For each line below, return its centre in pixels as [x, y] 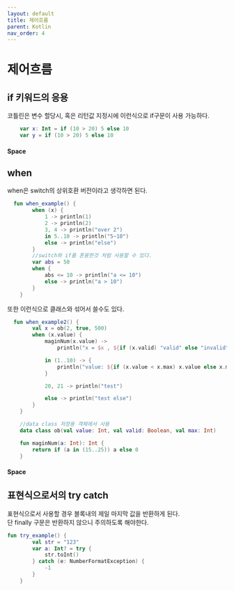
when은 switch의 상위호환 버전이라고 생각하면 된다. [77, 191]
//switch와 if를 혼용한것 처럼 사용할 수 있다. [92, 256]
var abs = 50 [51, 262]
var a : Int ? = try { [62, 548]
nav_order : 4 [26, 33]
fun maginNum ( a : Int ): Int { [62, 443]
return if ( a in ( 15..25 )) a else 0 [85, 450]
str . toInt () [62, 555]
